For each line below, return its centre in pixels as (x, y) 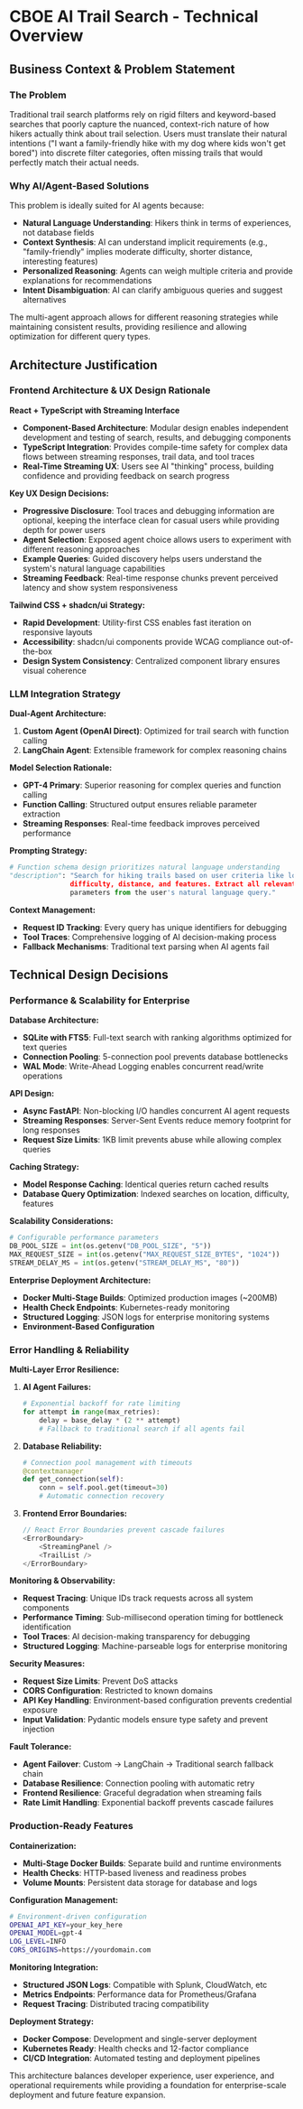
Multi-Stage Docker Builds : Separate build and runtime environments (152, 1863)
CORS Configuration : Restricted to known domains (118, 1691)
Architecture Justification (83, 364)
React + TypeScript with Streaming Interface (95, 410)
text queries (45, 1047)
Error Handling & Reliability (69, 1349)
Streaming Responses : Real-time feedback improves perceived (141, 824)
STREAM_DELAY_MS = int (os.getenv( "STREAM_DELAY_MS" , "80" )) (125, 1263)
